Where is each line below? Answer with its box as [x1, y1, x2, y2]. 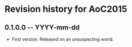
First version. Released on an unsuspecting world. [11, 36, 114, 42]
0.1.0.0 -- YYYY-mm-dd [4, 23, 80, 32]
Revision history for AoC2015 [4, 3, 128, 15]
